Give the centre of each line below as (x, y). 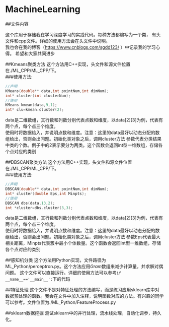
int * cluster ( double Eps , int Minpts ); (46, 193)
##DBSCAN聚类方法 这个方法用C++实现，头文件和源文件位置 (69, 162)
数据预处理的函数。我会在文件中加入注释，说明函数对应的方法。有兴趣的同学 (84, 296)
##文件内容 (17, 24)
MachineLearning (43, 9)
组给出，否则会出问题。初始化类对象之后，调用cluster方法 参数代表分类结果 (83, 139)
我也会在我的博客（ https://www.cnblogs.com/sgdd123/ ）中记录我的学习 (80, 47)
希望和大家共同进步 (35, 53)
